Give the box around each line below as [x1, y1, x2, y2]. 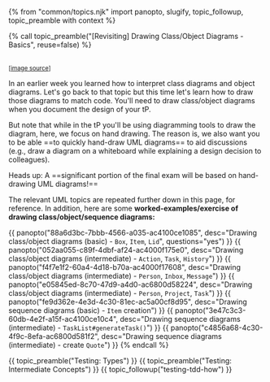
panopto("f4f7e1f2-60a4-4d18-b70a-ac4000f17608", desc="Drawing [8, 263, 242, 271]
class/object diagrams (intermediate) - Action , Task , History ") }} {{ [8, 254, 232, 263]
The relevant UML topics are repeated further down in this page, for [8, 195, 236, 204]
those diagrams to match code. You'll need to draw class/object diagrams [8, 96, 255, 105]
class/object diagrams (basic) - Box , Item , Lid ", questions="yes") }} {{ [8, 237, 242, 246]
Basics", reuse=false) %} [8, 40, 92, 50]
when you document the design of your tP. [8, 105, 152, 114]
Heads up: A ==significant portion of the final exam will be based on [8, 171, 237, 180]
